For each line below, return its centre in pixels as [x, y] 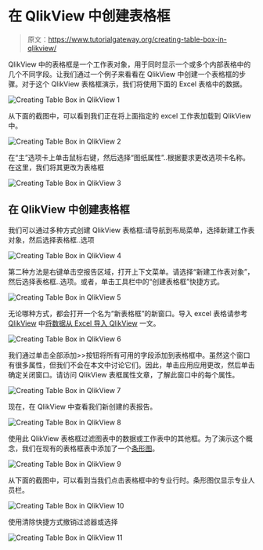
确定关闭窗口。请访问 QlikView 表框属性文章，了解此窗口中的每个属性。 [124, 374]
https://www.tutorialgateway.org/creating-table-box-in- [137, 39]
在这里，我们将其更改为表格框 [56, 167]
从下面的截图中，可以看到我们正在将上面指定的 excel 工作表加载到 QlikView [130, 115]
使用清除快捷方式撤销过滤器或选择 [63, 522]
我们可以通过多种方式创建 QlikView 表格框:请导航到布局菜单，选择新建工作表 [131, 230]
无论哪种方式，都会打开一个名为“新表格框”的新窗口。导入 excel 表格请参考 [128, 313]
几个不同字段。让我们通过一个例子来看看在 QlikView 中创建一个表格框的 [124, 74]
